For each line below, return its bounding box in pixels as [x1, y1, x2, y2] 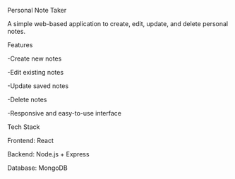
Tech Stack [7, 123, 40, 131]
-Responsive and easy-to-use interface [7, 109, 122, 117]
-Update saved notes [7, 82, 69, 90]
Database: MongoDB [7, 163, 68, 172]
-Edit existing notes [7, 68, 64, 76]
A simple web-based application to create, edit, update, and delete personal [7, 20, 228, 27]
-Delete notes [7, 95, 47, 104]
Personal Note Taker [7, 6, 67, 14]
